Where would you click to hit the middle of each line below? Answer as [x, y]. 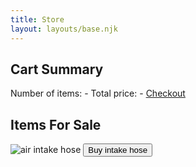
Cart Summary [57, 69]
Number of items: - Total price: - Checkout [98, 93]
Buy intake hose [118, 150]
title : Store [37, 19]
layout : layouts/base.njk [64, 29]
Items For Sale [56, 124]
